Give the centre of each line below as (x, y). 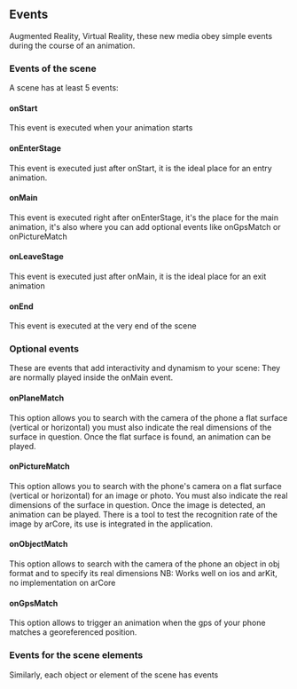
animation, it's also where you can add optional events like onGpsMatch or (145, 226)
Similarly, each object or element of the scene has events (114, 675)
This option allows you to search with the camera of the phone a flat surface (148, 417)
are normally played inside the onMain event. (91, 377)
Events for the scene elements (76, 655)
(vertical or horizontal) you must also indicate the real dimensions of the (141, 427)
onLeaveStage (36, 257)
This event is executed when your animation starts (101, 128)
